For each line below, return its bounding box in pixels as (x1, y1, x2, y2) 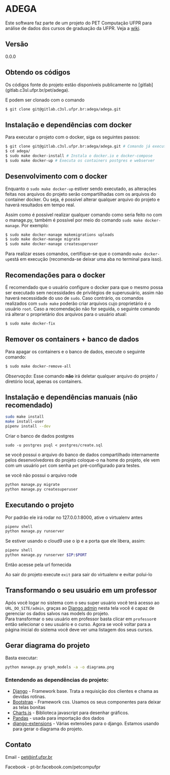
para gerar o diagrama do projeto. (12, 726, 83, 732)
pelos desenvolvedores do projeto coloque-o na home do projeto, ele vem (5, 457, 160, 463)
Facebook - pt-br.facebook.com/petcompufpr (5, 764, 101, 770)
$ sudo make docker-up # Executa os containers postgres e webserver (5, 158, 155, 163)
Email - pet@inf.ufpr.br (5, 754, 53, 760)
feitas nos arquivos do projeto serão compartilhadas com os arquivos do (5, 191, 156, 197)
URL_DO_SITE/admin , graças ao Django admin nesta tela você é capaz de (5, 605, 154, 611)
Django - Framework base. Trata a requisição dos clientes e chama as (12, 688, 158, 694)
